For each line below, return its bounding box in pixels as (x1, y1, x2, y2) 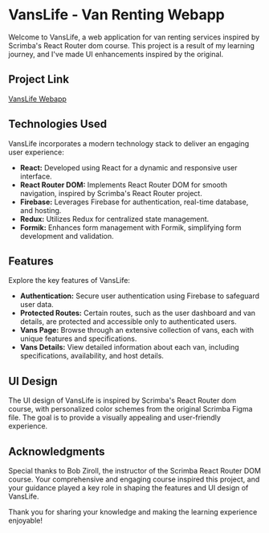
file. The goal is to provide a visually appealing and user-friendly (8, 412, 221, 423)
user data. (19, 300, 54, 310)
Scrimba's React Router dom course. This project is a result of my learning (8, 40, 255, 50)
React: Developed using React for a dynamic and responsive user (19, 162, 238, 172)
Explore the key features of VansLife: (8, 276, 131, 285)
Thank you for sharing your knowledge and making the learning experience (8, 507, 258, 516)
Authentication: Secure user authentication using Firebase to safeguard (19, 291, 259, 301)
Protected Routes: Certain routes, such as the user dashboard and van (19, 308, 255, 318)
